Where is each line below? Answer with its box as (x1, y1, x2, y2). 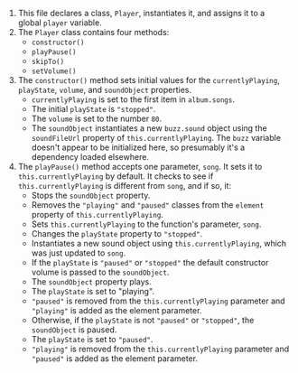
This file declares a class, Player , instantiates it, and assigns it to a (17, 8, 265, 18)
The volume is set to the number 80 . (31, 113, 163, 124)
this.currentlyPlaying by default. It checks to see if (17, 171, 214, 182)
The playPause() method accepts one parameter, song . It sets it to (17, 162, 263, 172)
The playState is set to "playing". (31, 286, 155, 296)
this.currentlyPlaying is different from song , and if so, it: (17, 181, 232, 191)
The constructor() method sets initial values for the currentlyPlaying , (17, 75, 280, 85)
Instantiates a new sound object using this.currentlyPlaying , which (31, 238, 287, 248)
